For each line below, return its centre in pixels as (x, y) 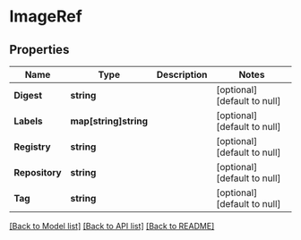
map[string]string (109, 121)
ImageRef (46, 17)
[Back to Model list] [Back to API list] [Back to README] (112, 226)
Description (182, 75)
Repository (38, 172)
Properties (39, 50)
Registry (32, 147)
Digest (28, 95)
